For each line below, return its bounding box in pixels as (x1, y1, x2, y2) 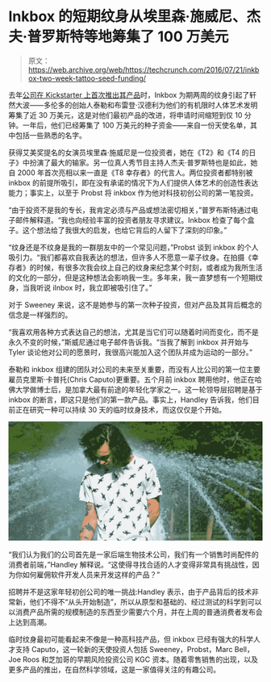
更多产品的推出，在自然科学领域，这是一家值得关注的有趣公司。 (8, 665, 220, 675)
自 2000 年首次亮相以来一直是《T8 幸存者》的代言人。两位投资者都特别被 (8, 167, 253, 178)
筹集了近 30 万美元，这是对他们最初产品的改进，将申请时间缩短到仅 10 (8, 110, 243, 119)
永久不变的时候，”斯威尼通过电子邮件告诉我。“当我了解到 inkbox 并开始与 (8, 337, 249, 347)
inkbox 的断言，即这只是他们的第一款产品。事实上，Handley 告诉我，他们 (8, 395, 252, 404)
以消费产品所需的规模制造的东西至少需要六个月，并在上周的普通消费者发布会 (8, 607, 263, 617)
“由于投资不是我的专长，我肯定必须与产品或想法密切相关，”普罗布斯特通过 (8, 205, 252, 215)
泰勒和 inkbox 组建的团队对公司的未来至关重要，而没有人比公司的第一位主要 (8, 364, 261, 374)
